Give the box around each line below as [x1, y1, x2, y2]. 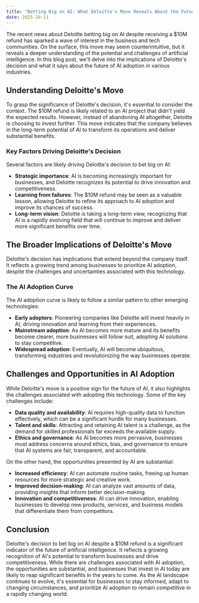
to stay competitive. [14, 339, 63, 347]
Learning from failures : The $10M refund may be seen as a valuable [14, 191, 182, 198]
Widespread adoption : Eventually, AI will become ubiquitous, [14, 345, 165, 352]
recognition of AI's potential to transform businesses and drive [6, 553, 159, 560]
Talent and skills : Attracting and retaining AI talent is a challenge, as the [14, 421, 191, 428]
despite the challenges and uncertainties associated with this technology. [6, 268, 185, 275]
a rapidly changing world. [6, 591, 68, 598]
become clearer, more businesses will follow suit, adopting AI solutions [14, 333, 188, 340]
